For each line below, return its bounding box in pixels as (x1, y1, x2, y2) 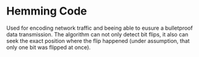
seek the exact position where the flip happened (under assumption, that (6, 37, 190, 44)
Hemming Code (6, 4, 88, 18)
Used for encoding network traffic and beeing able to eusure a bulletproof (6, 24, 193, 32)
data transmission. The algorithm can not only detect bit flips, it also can (6, 30, 189, 38)
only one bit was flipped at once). (6, 44, 91, 51)
